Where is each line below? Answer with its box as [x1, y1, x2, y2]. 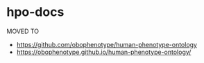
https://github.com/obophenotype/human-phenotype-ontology [16, 40, 197, 48]
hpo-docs [6, 4, 65, 20]
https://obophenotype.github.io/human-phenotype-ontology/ [16, 48, 192, 56]
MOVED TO [6, 27, 40, 35]
